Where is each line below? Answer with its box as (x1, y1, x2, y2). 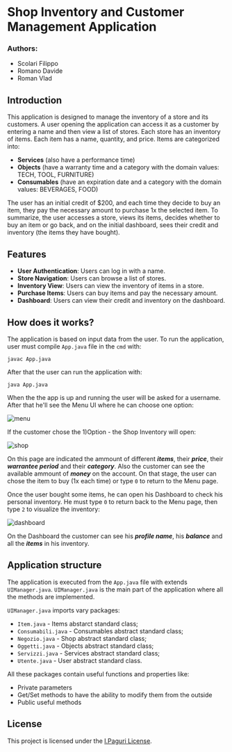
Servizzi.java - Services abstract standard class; (17, 649, 160, 657)
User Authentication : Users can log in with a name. (17, 267, 165, 275)
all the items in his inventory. (7, 539, 90, 547)
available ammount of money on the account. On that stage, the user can (7, 469, 217, 478)
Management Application (7, 19, 157, 35)
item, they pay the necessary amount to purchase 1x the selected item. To (7, 206, 219, 215)
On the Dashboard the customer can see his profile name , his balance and (7, 532, 223, 540)
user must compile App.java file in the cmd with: (7, 342, 142, 351)
